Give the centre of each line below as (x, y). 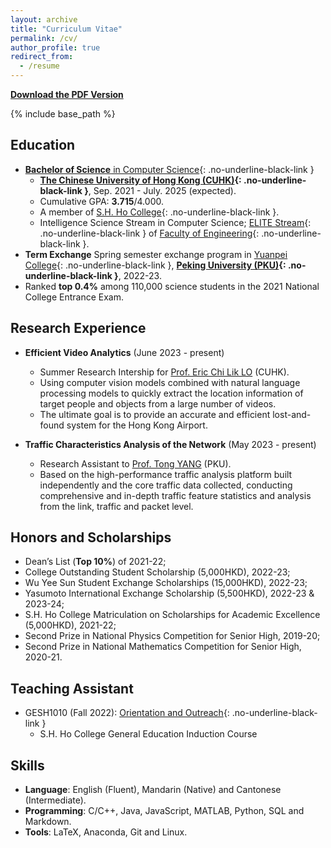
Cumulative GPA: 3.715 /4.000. (101, 201)
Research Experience (78, 328)
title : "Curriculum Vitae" (66, 29)
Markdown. (48, 822)
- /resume (39, 66)
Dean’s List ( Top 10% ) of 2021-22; (95, 562)
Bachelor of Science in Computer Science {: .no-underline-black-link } (169, 169)
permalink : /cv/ (44, 38)
